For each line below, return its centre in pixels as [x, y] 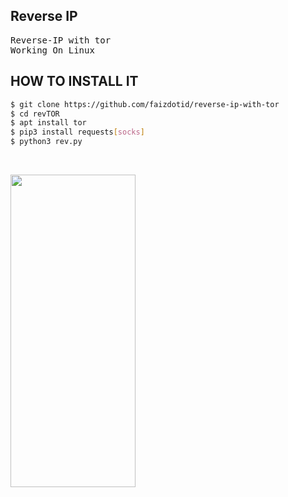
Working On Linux [52, 50]
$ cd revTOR [35, 114]
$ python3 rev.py [46, 142]
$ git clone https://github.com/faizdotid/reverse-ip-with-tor [145, 104]
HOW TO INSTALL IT [74, 81]
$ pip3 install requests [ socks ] [77, 132]
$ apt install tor [48, 123]
